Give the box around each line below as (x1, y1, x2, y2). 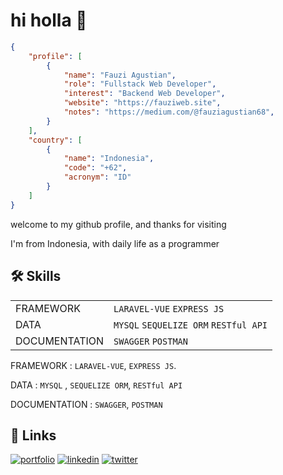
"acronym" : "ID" (63, 172, 132, 183)
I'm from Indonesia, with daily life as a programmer (10, 237, 220, 249)
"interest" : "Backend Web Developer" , (63, 89, 226, 99)
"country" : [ (28, 135, 83, 145)
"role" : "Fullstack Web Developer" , (63, 79, 217, 89)
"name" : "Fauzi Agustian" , (63, 70, 177, 80)
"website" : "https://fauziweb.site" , (63, 98, 222, 108)
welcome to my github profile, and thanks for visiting (10, 218, 227, 230)
